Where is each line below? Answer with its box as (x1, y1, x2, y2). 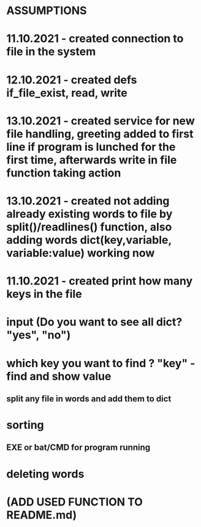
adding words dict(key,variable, (6, 233, 172, 247)
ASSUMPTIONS (6, 4, 87, 18)
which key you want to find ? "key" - (6, 356, 195, 370)
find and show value (6, 369, 112, 383)
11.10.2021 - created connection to (6, 32, 184, 46)
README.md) (6, 508, 77, 521)
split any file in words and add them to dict (6, 393, 172, 404)
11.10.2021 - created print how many (6, 274, 193, 288)
